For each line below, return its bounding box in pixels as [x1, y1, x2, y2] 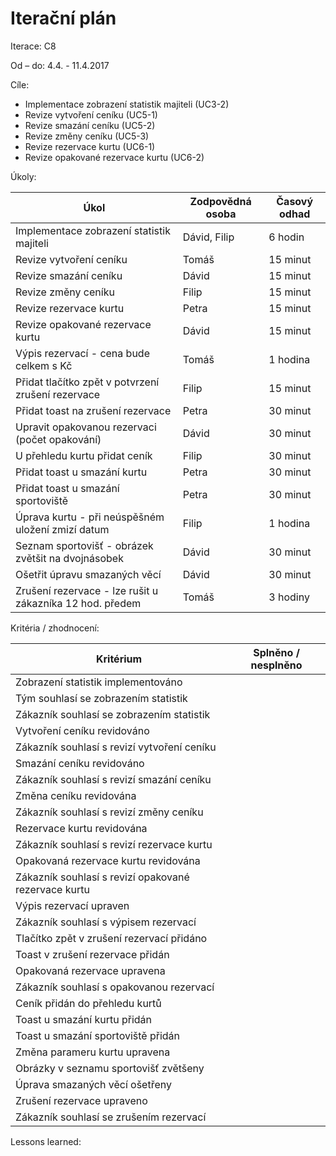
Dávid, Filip [182, 230, 235, 244]
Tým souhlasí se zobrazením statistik [15, 691, 188, 705]
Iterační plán [10, 7, 117, 30]
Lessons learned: [10, 1135, 82, 1147]
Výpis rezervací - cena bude [15, 346, 150, 360]
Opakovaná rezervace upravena [15, 963, 166, 977]
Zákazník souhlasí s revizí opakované [15, 870, 190, 884]
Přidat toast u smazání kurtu [15, 465, 148, 479]
